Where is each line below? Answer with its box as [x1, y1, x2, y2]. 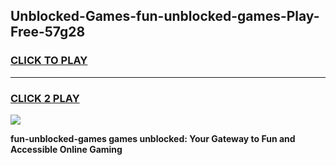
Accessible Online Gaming [10, 143, 123, 155]
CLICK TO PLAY [10, 54, 88, 68]
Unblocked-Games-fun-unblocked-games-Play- [10, 8, 320, 25]
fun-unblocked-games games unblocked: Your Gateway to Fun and [10, 132, 296, 144]
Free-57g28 [10, 24, 86, 41]
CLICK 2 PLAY [10, 91, 80, 105]
